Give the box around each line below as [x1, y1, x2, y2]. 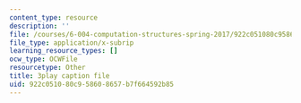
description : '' [9, 21, 70, 30]
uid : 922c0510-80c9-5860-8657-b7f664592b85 [9, 80, 175, 89]
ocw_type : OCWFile [9, 55, 78, 64]
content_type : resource [9, 13, 99, 22]
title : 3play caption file [9, 72, 110, 81]
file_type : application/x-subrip [9, 38, 134, 47]
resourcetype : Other [9, 64, 87, 73]
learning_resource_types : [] [9, 47, 118, 56]
